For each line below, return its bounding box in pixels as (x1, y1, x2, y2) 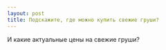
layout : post (7, 10, 45, 17)
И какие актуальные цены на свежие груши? (7, 35, 140, 43)
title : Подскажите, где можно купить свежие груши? (7, 16, 159, 23)
